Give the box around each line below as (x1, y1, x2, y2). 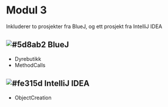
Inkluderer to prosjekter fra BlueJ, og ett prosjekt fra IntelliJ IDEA (6, 23, 163, 30)
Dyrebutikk (14, 55, 42, 62)
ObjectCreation (14, 94, 52, 101)
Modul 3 (6, 4, 47, 17)
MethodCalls (14, 61, 46, 68)
